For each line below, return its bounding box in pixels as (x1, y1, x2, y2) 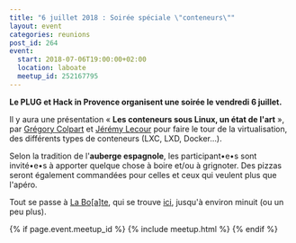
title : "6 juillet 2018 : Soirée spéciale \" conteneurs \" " (9, 13, 236, 22)
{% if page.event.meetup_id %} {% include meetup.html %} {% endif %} (9, 223, 279, 234)
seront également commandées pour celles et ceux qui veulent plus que (9, 169, 277, 180)
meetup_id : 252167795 (17, 72, 99, 81)
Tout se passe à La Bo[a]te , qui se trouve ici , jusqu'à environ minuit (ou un (9, 196, 284, 207)
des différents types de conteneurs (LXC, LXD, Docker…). (9, 132, 222, 144)
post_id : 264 (9, 38, 58, 48)
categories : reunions (9, 30, 91, 39)
